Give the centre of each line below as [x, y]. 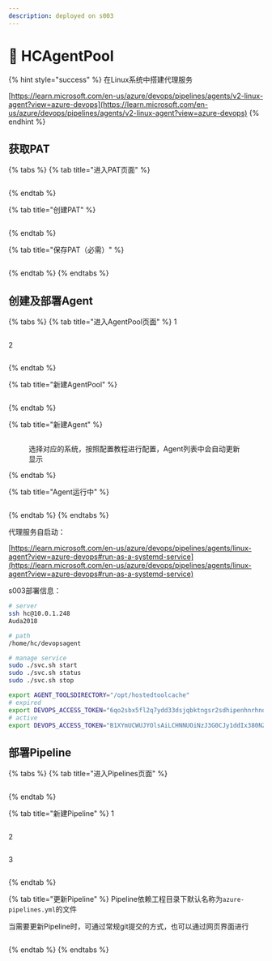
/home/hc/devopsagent [45, 643]
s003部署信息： [35, 591]
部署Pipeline [40, 752]
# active [23, 718]
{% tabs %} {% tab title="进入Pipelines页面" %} [88, 774]
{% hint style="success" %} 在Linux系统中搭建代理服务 [100, 79]
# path [19, 636]
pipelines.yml [32, 910]
